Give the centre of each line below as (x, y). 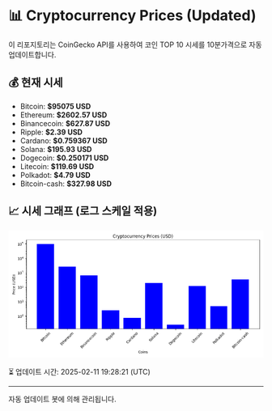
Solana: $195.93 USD (56, 149)
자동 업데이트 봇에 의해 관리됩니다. (62, 399)
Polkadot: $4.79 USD (55, 175)
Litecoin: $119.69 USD (57, 166)
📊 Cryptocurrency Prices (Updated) (132, 16)
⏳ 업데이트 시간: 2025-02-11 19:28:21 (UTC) (80, 371)
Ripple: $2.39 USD (51, 132)
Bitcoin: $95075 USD (55, 106)
